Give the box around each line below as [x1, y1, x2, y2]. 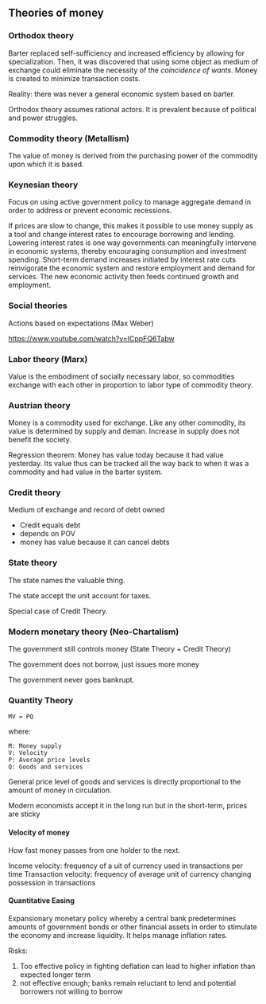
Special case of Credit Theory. [8, 606, 108, 616]
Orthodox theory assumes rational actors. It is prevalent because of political [8, 104, 256, 114]
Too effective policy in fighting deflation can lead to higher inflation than [19, 961, 256, 971]
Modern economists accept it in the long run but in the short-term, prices [8, 801, 248, 811]
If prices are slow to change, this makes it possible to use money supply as [8, 221, 254, 231]
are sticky [8, 809, 40, 819]
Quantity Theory [8, 695, 74, 706]
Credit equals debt [19, 520, 81, 530]
